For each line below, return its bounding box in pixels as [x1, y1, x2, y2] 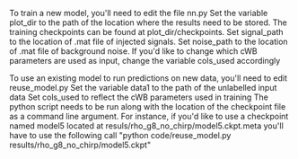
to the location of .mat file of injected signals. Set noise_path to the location [9, 36, 289, 47]
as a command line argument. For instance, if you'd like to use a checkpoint [9, 111, 289, 121]
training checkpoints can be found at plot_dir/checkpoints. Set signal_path [9, 27, 285, 37]
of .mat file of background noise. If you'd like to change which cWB [9, 46, 258, 57]
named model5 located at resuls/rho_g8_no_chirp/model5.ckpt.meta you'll [9, 120, 285, 131]
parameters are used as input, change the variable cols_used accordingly [9, 56, 281, 66]
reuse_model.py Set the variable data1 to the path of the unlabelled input [9, 83, 277, 93]
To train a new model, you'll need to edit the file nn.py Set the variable [9, 8, 268, 18]
